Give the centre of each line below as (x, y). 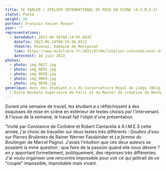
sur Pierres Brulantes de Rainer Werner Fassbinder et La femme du (73, 137)
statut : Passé (20, 14)
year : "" (14, 28)
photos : (13, 60)
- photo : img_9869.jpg (33, 79)
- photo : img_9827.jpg (33, 65)
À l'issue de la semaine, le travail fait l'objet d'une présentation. (69, 117)
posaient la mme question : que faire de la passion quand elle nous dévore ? (83, 148)
